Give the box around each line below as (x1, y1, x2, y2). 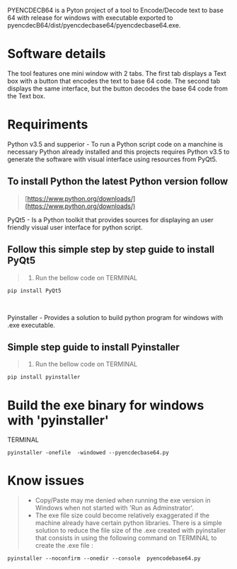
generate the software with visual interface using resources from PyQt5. (7, 155, 218, 163)
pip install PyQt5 (7, 287, 62, 294)
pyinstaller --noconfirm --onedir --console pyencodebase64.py (7, 555, 201, 562)
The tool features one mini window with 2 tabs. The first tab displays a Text (7, 69, 226, 77)
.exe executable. (7, 321, 55, 329)
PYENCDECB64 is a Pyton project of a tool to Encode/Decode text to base (7, 6, 224, 14)
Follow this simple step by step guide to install (7, 243, 215, 255)
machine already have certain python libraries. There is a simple (35, 519, 222, 527)
